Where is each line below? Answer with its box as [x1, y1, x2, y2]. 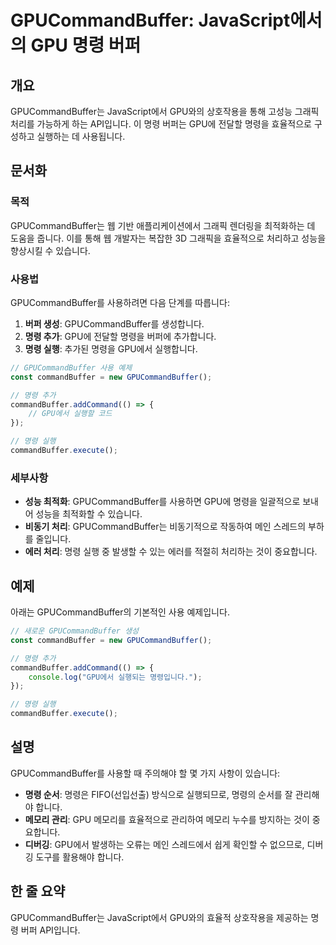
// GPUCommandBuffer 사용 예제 [10, 362, 133, 373]
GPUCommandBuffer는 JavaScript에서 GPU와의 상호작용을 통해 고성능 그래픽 [10, 106, 320, 117]
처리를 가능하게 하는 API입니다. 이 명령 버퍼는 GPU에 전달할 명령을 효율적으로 [10, 118, 312, 130]
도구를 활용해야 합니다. [35, 851, 125, 863]
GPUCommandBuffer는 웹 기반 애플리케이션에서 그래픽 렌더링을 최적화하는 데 [10, 219, 316, 231]
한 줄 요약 [10, 883, 66, 900]
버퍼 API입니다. [20, 924, 81, 936]
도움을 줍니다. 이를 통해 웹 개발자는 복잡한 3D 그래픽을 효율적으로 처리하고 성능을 [10, 232, 327, 244]
